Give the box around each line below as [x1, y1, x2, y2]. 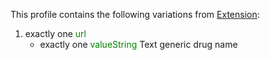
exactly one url [24, 28, 87, 39]
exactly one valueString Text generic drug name [39, 39, 238, 50]
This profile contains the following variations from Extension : [10, 9, 260, 20]
